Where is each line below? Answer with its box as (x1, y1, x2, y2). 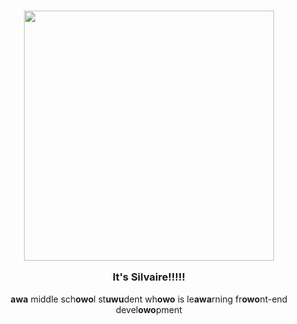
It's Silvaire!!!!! (112, 270, 186, 284)
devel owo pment (115, 303, 183, 315)
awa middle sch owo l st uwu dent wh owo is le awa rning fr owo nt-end (10, 293, 288, 305)
